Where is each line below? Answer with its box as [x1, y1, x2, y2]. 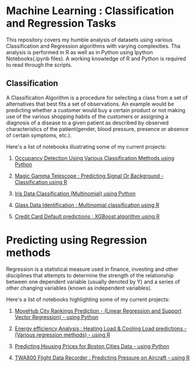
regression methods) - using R [36, 331, 111, 338]
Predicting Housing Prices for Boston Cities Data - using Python [14, 342, 170, 349]
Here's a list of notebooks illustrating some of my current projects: [6, 143, 167, 150]
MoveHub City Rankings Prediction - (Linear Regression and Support [14, 307, 182, 314]
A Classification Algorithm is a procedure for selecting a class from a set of [6, 94, 188, 101]
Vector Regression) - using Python [14, 313, 99, 320]
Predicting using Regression [6, 233, 147, 247]
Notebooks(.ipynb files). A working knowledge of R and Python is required [6, 55, 187, 62]
